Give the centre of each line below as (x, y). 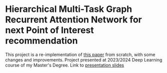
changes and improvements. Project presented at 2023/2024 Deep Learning (84, 60)
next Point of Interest (50, 30)
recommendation (42, 41)
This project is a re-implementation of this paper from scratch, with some (80, 54)
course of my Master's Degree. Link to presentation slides (65, 65)
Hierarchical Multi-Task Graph (69, 9)
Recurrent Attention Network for (74, 20)
